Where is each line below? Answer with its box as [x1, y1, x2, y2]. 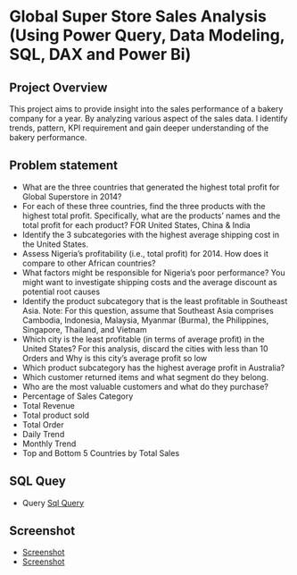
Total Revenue [21, 400, 76, 410]
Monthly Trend [21, 438, 77, 449]
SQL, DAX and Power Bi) [9, 45, 192, 64]
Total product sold [21, 410, 90, 420]
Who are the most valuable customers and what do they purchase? [21, 381, 269, 392]
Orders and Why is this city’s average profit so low [21, 352, 208, 363]
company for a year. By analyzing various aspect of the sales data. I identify [9, 114, 288, 123]
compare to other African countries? [21, 258, 156, 268]
